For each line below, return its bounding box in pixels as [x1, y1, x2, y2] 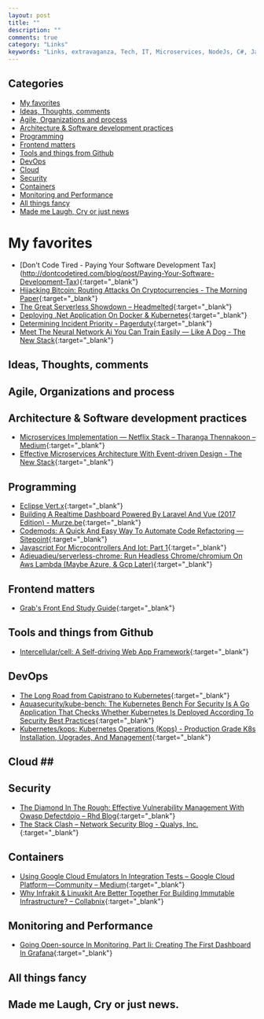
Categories [8, 77, 64, 90]
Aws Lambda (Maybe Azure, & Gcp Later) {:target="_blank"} [19, 560, 213, 569]
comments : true [8, 33, 58, 42]
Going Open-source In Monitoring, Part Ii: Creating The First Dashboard [19, 940, 251, 950]
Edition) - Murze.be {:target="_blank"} [19, 518, 141, 528]
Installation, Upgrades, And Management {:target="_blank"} [19, 732, 211, 741]
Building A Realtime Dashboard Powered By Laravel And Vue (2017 [19, 509, 236, 519]
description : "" [8, 26, 61, 34]
